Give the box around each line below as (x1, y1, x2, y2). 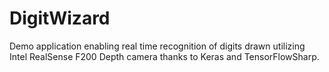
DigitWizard (9, 7, 111, 30)
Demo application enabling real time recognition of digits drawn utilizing (9, 40, 306, 52)
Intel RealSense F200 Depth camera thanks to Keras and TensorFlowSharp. (9, 50, 320, 62)
